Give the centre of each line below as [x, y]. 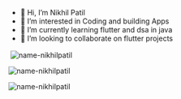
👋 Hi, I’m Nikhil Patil [52, 13]
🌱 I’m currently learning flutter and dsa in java [96, 30]
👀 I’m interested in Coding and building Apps [95, 21]
